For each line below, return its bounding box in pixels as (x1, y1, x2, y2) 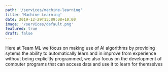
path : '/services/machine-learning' (5, 7, 83, 13)
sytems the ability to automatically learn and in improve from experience (5, 50, 156, 56)
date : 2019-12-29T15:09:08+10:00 (5, 17, 76, 22)
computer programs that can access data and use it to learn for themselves (5, 61, 163, 67)
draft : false (5, 31, 33, 36)
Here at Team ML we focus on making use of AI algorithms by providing (5, 45, 155, 51)
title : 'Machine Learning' (5, 12, 62, 17)
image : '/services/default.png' (5, 21, 74, 27)
